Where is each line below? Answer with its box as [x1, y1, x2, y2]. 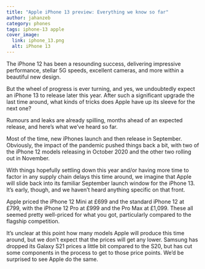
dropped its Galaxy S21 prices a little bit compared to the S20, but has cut [6, 242, 193, 249]
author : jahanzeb [6, 15, 51, 21]
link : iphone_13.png [12, 37, 64, 44]
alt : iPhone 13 [12, 44, 51, 50]
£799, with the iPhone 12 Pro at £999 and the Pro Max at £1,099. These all [6, 204, 193, 212]
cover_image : [6, 32, 40, 38]
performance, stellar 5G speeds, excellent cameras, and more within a [6, 66, 184, 74]
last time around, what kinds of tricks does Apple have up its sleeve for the [6, 98, 195, 105]
